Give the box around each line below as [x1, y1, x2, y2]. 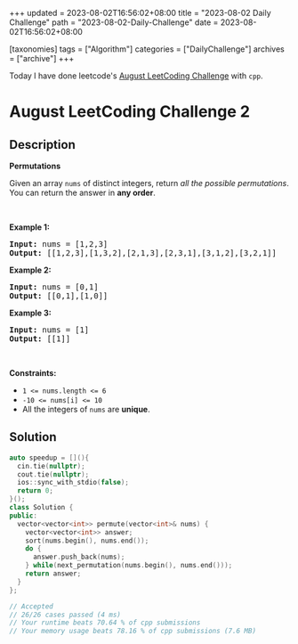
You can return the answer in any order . [9, 187, 156, 198]
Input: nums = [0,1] [9, 282, 100, 292]
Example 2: [9, 265, 52, 275]
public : [9, 511, 38, 520]
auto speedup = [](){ [9, 453, 90, 462]
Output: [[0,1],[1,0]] [9, 291, 109, 301]
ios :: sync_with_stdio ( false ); [17, 478, 129, 487]
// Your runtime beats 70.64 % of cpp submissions [9, 618, 201, 627]
